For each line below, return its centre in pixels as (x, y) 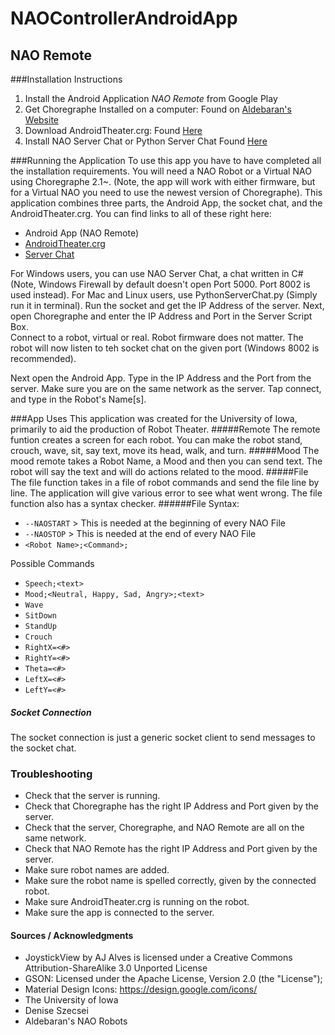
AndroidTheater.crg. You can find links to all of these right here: (141, 213)
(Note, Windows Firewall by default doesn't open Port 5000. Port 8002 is (160, 284)
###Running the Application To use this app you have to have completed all (166, 160)
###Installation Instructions (66, 79)
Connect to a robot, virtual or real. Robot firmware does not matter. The (157, 337)
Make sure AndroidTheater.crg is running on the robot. (137, 902)
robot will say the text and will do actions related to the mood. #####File (159, 471)
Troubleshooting (51, 774)
